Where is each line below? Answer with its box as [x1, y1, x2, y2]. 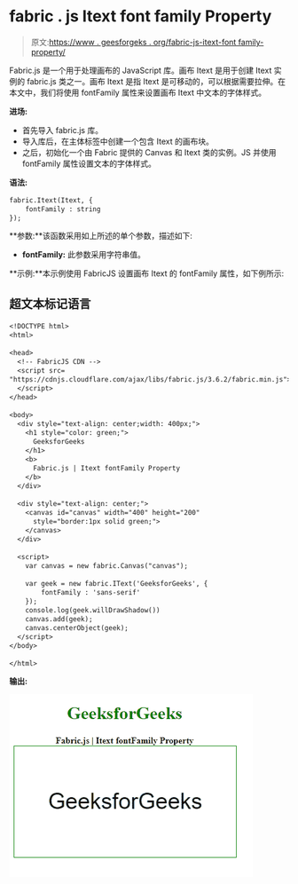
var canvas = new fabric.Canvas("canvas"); [25, 561, 189, 570]
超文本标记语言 [9, 296, 91, 312]
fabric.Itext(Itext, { [9, 195, 93, 205]
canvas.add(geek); [25, 614, 93, 623]
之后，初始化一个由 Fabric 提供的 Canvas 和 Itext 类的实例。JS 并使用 [21, 146, 277, 157]
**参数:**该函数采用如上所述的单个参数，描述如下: [9, 230, 193, 241]
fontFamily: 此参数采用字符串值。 [21, 249, 146, 259]
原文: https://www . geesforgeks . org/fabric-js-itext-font [30, 36, 237, 47]
